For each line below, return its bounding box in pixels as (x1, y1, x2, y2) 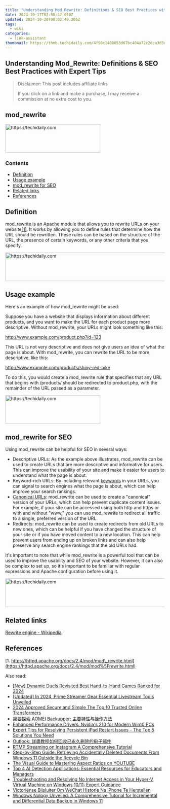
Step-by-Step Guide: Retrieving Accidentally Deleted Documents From (12, 749, 159, 755)
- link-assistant (10, 36, 47, 41)
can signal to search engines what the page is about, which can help (12, 483, 156, 489)
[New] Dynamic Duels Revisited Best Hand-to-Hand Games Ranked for (12, 683, 160, 689)
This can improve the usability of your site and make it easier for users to (12, 467, 165, 473)
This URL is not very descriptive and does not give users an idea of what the (5, 344, 164, 350)
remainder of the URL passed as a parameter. (5, 385, 100, 391)
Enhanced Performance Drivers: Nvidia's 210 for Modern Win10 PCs (12, 721, 154, 727)
